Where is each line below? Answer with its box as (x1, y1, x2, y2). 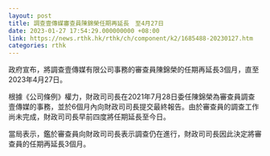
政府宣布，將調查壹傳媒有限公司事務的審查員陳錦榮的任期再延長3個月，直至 (8, 65, 260, 75)
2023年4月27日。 (8, 75, 67, 84)
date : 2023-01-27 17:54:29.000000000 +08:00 (8, 27, 160, 35)
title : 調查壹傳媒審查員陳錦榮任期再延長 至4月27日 (8, 19, 165, 27)
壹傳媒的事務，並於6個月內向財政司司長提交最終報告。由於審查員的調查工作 (8, 102, 260, 112)
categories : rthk (8, 42, 67, 50)
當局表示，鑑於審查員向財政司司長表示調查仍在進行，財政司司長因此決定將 (8, 129, 255, 139)
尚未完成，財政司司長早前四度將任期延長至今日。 (8, 112, 170, 121)
